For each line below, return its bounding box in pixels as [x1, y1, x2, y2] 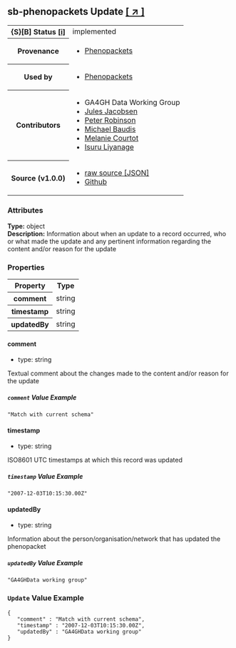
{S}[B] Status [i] [11, 26, 66, 36]
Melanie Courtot [84, 133, 139, 143]
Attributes [7, 206, 43, 216]
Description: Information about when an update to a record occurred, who [7, 229, 227, 238]
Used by [24, 72, 53, 82]
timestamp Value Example [7, 472, 83, 480]
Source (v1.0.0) [11, 173, 66, 183]
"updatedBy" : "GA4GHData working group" [16, 628, 142, 635]
